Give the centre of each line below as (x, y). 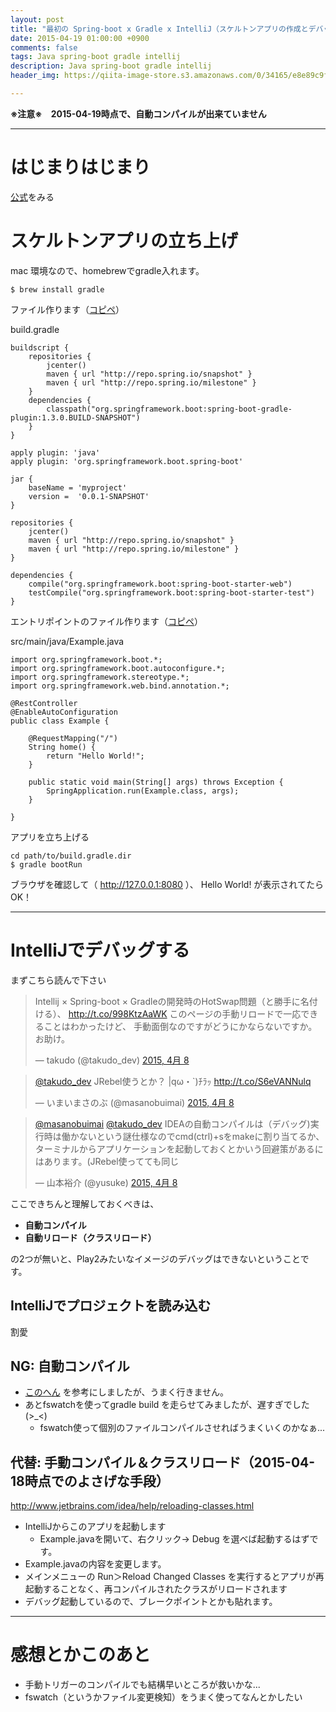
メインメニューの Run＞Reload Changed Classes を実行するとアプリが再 (174, 1577)
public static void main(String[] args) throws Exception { (156, 782)
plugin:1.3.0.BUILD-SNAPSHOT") (75, 417)
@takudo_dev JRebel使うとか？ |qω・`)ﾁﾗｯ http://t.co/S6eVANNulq (173, 1081)
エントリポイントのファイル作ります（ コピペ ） (106, 621)
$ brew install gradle (57, 289)
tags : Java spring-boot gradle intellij (96, 57)
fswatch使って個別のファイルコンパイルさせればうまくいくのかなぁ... (182, 1428)
